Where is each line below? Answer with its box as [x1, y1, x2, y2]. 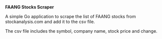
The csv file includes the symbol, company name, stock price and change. [5, 28, 158, 34]
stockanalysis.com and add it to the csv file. [5, 19, 95, 24]
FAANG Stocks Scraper [5, 4, 54, 10]
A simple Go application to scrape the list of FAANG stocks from [5, 14, 136, 19]
